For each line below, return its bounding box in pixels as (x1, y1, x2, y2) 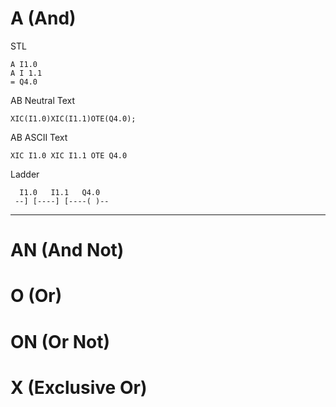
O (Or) (10, 285, 63, 307)
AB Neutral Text (10, 94, 76, 106)
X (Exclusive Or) (10, 376, 148, 399)
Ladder (10, 168, 40, 180)
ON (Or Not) (10, 330, 111, 353)
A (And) (10, 7, 77, 30)
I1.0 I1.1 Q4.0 (19, 187, 101, 197)
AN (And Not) (10, 239, 125, 262)
